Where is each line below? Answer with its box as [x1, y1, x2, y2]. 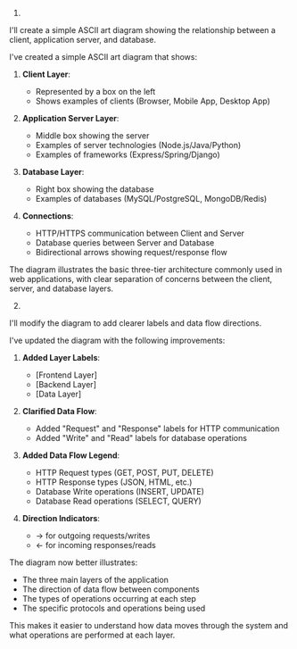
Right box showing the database [35, 184, 154, 195]
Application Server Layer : [21, 113, 120, 123]
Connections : [21, 211, 74, 221]
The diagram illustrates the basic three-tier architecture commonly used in [9, 264, 283, 275]
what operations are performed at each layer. [9, 629, 176, 640]
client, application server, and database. [9, 35, 157, 45]
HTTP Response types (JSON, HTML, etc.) [35, 477, 193, 487]
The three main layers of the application [21, 575, 169, 585]
